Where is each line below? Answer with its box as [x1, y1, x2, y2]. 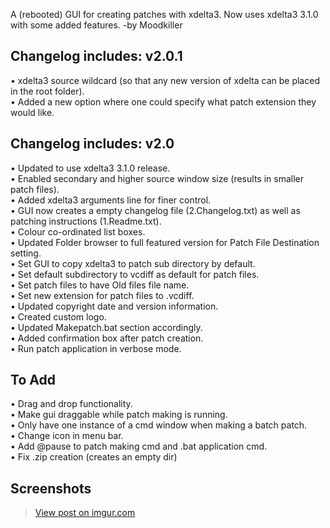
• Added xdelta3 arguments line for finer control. [10, 194, 212, 206]
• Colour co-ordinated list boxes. [10, 225, 146, 238]
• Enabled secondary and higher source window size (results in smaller [10, 172, 304, 184]
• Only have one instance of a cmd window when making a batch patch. [10, 419, 308, 431]
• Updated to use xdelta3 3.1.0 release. [10, 162, 171, 174]
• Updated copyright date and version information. [10, 300, 219, 312]
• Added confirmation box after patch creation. [10, 332, 204, 344]
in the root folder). [10, 85, 85, 97]
